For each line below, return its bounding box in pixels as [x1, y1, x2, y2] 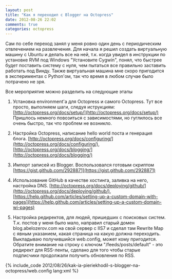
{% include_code [5, 262, 42, 269]
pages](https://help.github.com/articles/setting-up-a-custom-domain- [12, 199, 162, 205]
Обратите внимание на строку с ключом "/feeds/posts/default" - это [12, 242, 163, 248]
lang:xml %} [53, 268, 79, 274]
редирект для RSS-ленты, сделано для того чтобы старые [12, 247, 141, 253]
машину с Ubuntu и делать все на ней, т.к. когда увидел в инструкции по [5, 52, 166, 58]
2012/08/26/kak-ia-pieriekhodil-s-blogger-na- [42, 262, 140, 269]
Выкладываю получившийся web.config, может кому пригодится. [12, 236, 158, 242]
